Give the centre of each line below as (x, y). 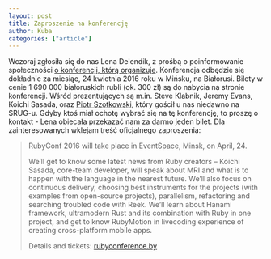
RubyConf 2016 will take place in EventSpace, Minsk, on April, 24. (138, 146)
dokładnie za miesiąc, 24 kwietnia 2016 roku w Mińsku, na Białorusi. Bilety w (136, 79)
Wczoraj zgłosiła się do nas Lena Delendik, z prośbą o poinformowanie (126, 62)
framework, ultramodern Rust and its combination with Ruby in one (140, 213)
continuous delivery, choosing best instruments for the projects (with (143, 188)
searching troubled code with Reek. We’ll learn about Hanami (130, 205)
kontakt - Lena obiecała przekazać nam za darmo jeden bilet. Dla (116, 121)
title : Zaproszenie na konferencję (68, 23)
